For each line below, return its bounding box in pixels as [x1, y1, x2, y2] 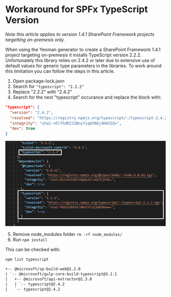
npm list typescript [5, 257, 49, 262]
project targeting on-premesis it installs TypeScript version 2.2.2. [5, 52, 141, 58]
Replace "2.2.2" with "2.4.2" [12, 88, 72, 95]
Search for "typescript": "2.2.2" [12, 83, 84, 90]
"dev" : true [10, 126, 36, 131]
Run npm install [12, 236, 48, 243]
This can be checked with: [5, 246, 61, 252]
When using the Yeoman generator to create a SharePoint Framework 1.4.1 [5, 46, 161, 52]
